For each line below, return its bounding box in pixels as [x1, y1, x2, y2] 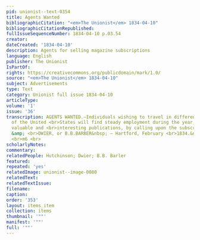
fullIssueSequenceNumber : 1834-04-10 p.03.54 [6, 31, 121, 37]
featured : [6, 158, 31, 164]
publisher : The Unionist [6, 58, 68, 64]
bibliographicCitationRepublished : [6, 25, 95, 32]
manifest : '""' [6, 219, 44, 225]
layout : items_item [6, 202, 55, 208]
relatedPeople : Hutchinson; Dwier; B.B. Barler [6, 152, 127, 158]
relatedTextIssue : [6, 180, 52, 186]
